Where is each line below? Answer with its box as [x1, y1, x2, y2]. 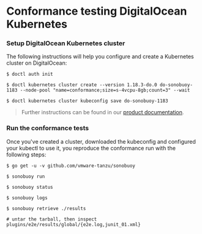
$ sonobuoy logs [6, 194, 48, 201]
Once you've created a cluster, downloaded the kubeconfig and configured [6, 137, 196, 145]
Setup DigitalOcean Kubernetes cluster [6, 39, 125, 48]
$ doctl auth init [6, 71, 53, 78]
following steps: [6, 151, 47, 158]
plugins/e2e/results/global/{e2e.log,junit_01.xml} [6, 221, 141, 227]
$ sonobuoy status [6, 184, 53, 190]
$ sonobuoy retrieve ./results [6, 205, 86, 211]
